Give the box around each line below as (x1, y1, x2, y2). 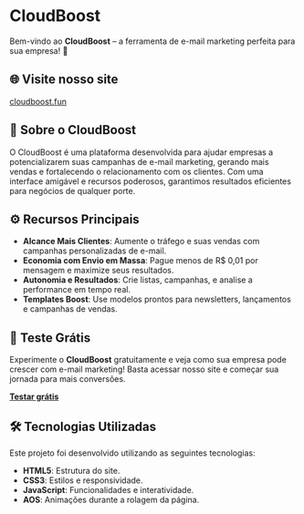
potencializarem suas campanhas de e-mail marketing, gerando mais (9, 156, 269, 167)
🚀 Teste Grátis (9, 330, 91, 345)
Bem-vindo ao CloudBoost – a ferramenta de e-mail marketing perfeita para (9, 36, 296, 46)
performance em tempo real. (22, 284, 131, 295)
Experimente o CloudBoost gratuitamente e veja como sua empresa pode (9, 355, 288, 365)
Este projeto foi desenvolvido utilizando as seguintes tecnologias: (9, 447, 256, 458)
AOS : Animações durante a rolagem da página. (22, 494, 200, 505)
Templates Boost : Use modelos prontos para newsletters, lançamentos (22, 293, 292, 305)
